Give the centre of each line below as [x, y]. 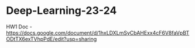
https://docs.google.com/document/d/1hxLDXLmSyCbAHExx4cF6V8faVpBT [98, 32]
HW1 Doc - [19, 27]
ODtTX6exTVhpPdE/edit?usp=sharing [52, 39]
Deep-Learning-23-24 [61, 11]
